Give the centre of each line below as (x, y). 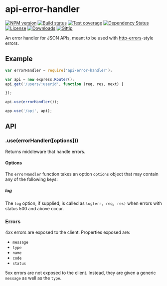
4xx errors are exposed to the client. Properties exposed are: (68, 232)
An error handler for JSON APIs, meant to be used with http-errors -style (79, 38)
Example (19, 59)
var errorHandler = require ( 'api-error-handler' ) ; (59, 70)
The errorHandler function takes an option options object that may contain (82, 174)
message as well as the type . (33, 278)
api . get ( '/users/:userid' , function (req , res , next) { (64, 84)
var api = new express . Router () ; (40, 79)
